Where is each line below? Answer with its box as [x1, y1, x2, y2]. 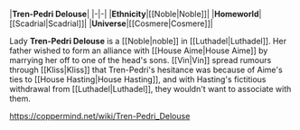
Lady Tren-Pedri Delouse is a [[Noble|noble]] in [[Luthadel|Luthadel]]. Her [9, 36, 287, 46]
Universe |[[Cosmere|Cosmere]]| [91, 18, 214, 29]
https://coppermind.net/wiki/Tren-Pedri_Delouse [9, 111, 191, 121]
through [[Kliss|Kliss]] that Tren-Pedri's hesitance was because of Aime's [9, 64, 283, 75]
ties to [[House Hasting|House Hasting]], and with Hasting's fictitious [9, 74, 267, 85]
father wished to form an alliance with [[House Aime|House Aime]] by [9, 45, 268, 56]
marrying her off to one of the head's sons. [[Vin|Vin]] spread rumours [9, 55, 272, 65]
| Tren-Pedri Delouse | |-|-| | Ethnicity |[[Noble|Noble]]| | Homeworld [9, 9, 259, 19]
